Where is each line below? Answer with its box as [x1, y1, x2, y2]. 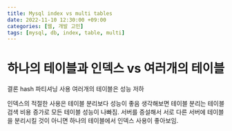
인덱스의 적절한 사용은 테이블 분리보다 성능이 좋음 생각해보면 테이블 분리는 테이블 [7, 99, 225, 108]
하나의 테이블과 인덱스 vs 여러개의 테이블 [7, 61, 225, 76]
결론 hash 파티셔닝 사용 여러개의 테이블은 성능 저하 [7, 85, 144, 93]
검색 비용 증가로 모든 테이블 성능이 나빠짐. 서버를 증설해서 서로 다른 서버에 [7, 108, 206, 117]
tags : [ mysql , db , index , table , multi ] [7, 29, 126, 36]
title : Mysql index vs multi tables [7, 10, 113, 17]
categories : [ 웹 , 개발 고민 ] [7, 23, 84, 29]
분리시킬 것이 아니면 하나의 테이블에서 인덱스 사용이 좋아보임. [14, 117, 179, 125]
